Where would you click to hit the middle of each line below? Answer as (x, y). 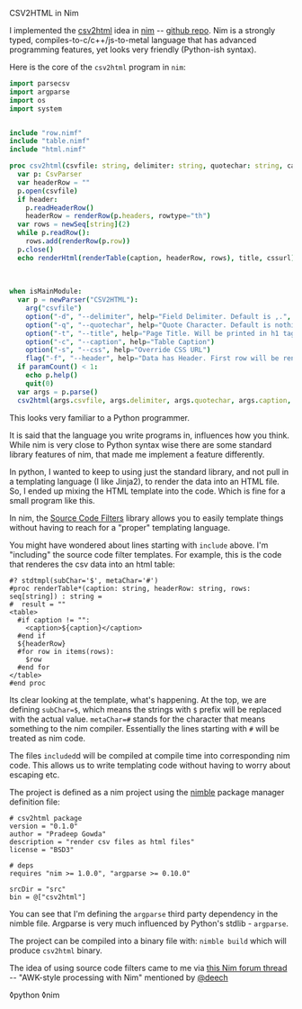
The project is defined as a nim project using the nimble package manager (147, 792)
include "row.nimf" (46, 133)
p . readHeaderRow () (60, 208)
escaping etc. (35, 775)
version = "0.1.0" (44, 826)
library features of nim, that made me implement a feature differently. (137, 454)
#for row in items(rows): (66, 651)
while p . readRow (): (54, 233)
